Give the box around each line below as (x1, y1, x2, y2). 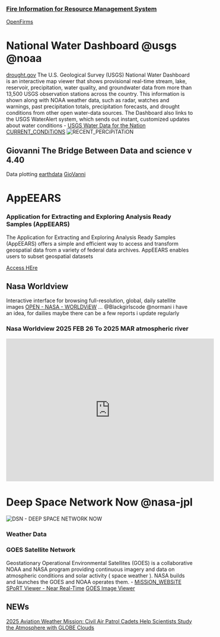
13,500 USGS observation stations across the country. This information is (6, 90, 185, 98)
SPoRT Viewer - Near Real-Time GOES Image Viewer (6, 585, 135, 592)
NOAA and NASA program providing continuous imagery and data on (6, 566, 175, 573)
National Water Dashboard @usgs (6, 39, 177, 52)
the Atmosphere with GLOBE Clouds (6, 624, 95, 631)
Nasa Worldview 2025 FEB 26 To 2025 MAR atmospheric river (6, 325, 189, 333)
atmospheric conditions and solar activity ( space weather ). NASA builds (6, 572, 185, 579)
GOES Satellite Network (6, 546, 76, 554)
